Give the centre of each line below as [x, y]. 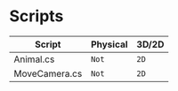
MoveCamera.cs [48, 73]
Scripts [36, 16]
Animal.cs [34, 59]
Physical [109, 44]
